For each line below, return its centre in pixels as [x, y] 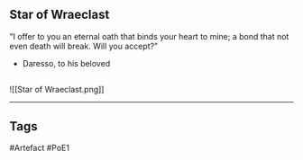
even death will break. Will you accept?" [84, 46]
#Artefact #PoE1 [40, 148]
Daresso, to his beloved [66, 63]
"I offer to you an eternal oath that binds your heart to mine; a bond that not [149, 36]
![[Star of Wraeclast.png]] [57, 90]
